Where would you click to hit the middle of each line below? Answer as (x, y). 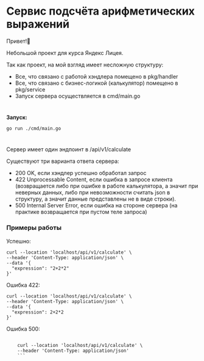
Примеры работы (34, 228)
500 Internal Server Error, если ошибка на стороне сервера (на (96, 206)
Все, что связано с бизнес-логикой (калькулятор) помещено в (97, 83)
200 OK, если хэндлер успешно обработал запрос (81, 173)
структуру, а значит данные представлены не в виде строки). (96, 199)
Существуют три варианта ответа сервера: (63, 161)
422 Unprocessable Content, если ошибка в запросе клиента (94, 180)
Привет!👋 (19, 41)
